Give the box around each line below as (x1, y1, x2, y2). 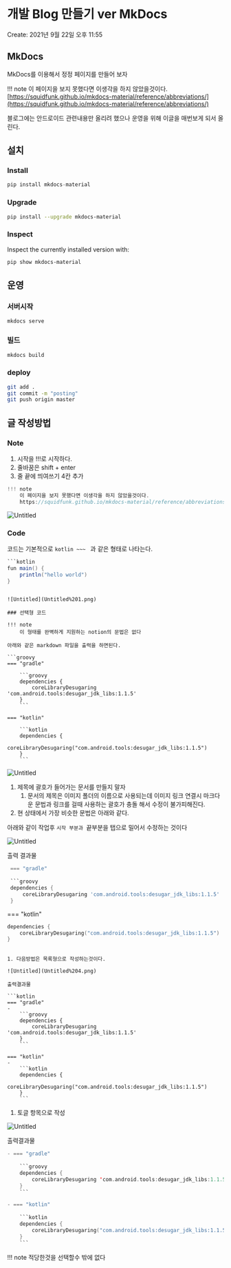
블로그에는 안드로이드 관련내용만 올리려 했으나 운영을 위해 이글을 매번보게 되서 (7, 114, 217, 122)
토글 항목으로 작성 (16, 1109, 65, 1117)
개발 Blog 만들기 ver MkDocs (7, 6, 168, 22)
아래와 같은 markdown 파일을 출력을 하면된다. (7, 642, 122, 649)
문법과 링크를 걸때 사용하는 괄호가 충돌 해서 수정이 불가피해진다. (34, 800, 206, 808)
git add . (7, 383, 36, 390)
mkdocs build (7, 351, 45, 358)
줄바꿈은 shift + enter (16, 463, 76, 471)
